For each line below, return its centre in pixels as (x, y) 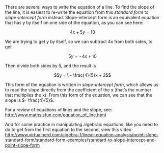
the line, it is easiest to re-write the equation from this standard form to (77, 12)
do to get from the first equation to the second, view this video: (69, 130)
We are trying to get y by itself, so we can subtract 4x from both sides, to (79, 42)
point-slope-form (23, 145)
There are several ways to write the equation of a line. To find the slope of (80, 7)
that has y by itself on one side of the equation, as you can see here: (74, 22)
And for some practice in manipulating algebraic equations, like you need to (82, 124)
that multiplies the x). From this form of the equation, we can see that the (79, 95)
